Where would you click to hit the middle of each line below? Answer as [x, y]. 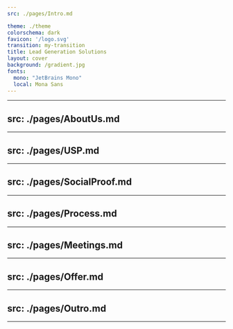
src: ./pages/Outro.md [57, 309]
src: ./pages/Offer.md [55, 277]
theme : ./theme [29, 26]
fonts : [17, 71]
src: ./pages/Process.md [62, 213]
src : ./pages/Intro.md [40, 14]
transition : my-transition [46, 46]
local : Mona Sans [38, 84]
